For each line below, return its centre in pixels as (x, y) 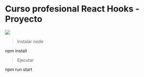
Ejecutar (25, 60)
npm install (16, 51)
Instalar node (30, 41)
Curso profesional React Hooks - (72, 9)
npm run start (19, 69)
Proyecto (24, 19)
